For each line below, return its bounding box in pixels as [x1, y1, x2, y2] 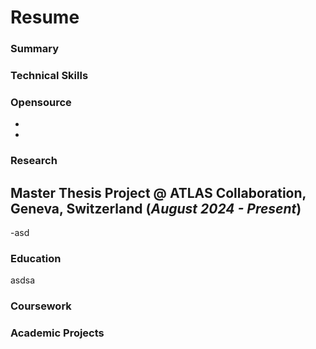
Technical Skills [10, 69, 89, 83]
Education [10, 251, 62, 265]
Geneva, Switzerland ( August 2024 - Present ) [10, 200, 302, 217]
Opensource [10, 95, 72, 109]
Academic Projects [10, 326, 105, 340]
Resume [10, 6, 80, 29]
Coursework [10, 299, 72, 313]
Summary [10, 42, 60, 56]
